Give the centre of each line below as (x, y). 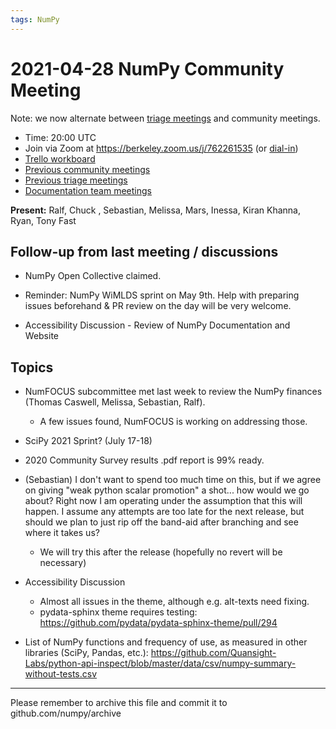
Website (42, 336)
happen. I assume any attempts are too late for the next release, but (164, 512)
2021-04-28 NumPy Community (147, 68)
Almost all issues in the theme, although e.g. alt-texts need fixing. (174, 602)
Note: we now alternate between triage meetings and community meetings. (165, 118)
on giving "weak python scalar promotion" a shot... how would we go (167, 490)
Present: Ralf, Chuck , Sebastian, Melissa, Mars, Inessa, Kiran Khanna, (156, 210)
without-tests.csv (61, 674)
